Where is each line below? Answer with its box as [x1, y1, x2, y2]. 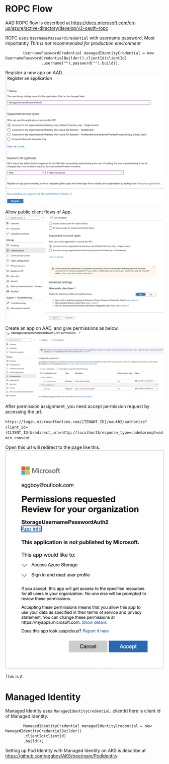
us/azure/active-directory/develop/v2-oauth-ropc [5, 25, 108, 31]
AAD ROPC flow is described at [5, 20, 70, 26]
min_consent [5, 435, 30, 440]
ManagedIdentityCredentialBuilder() [5, 729, 82, 734]
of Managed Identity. [5, 713, 49, 719]
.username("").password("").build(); [41, 61, 121, 66]
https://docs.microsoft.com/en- [71, 20, 137, 26]
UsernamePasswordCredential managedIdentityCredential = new [23, 50, 154, 55]
